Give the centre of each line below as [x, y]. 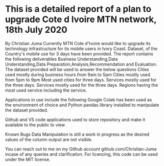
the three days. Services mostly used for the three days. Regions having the [82, 85]
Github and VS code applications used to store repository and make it [75, 119]
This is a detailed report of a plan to [78, 9]
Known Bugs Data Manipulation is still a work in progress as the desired [77, 134]
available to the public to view [35, 125]
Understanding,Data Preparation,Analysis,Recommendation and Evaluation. [81, 64]
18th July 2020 [36, 30]
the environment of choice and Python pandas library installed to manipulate [82, 105]
